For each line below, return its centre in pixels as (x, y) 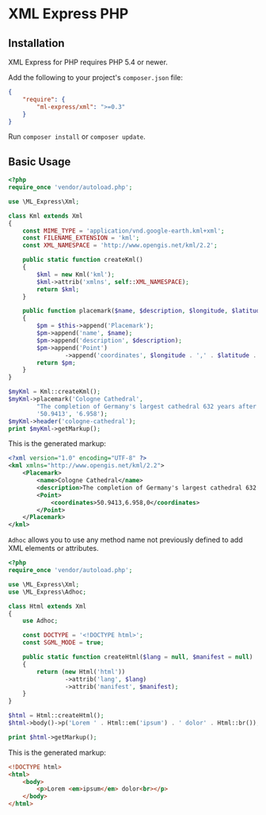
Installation (36, 43)
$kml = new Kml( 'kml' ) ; (76, 275)
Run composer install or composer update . (77, 136)
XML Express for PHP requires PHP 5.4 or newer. (88, 62)
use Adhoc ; (40, 621)
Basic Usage (40, 161)
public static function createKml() (83, 260)
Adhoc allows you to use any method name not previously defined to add (125, 540)
